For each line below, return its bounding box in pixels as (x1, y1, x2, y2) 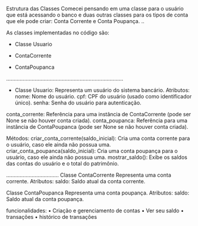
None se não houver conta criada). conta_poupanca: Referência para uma (6, 117, 188, 124)
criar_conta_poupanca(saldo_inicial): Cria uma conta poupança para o (6, 148, 178, 154)
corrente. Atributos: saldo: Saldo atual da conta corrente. (6, 178, 146, 184)
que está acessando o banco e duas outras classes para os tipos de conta (6, 11, 188, 18)
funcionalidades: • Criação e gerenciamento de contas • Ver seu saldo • (6, 207, 184, 214)
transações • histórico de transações (6, 214, 97, 220)
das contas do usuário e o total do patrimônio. (6, 160, 119, 167)
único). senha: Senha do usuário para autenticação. (14, 99, 142, 106)
